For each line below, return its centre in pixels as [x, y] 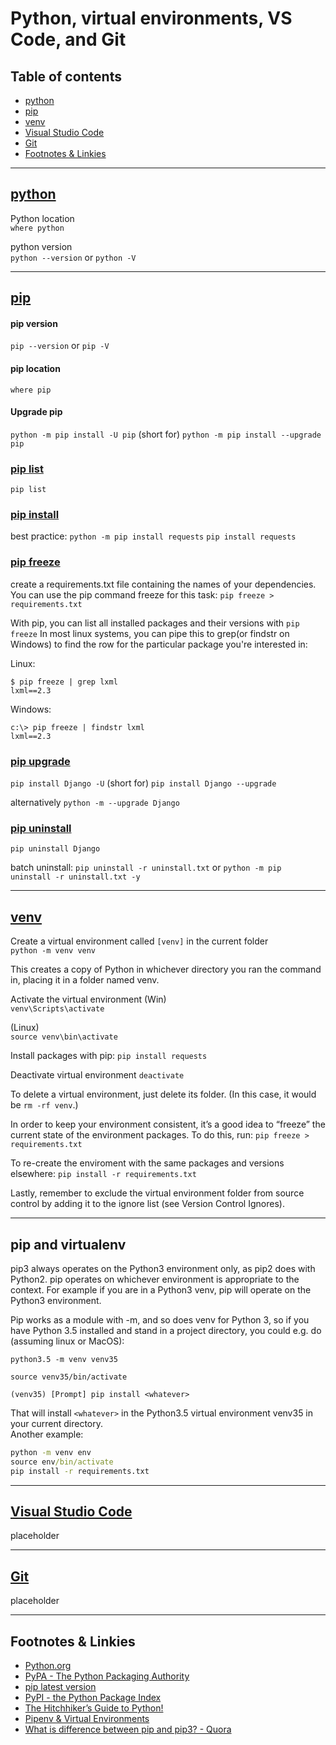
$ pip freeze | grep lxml [64, 682]
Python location [42, 218]
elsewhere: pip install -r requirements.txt [103, 1174]
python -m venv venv [53, 951]
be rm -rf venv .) [44, 1105]
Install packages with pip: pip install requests [109, 1056]
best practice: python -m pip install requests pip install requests [153, 536]
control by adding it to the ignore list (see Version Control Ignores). [147, 1204]
